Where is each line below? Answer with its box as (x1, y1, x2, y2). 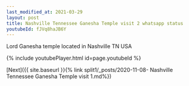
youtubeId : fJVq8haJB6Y (6, 26, 67, 32)
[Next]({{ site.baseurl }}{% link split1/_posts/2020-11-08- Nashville (6, 66, 173, 74)
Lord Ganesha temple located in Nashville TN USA (6, 43, 132, 50)
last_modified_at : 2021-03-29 (6, 9, 83, 15)
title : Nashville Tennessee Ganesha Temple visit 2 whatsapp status (6, 20, 184, 26)
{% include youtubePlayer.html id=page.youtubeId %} (6, 54, 142, 62)
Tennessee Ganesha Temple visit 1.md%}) (6, 73, 112, 80)
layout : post (6, 15, 40, 21)
